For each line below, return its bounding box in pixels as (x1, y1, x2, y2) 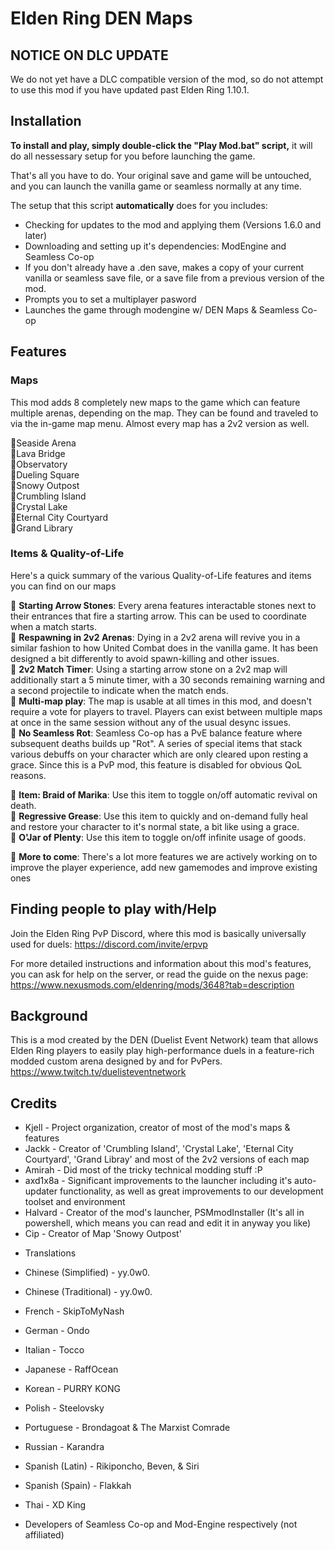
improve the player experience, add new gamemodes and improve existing (10, 861, 318, 873)
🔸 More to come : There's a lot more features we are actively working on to (10, 850, 318, 862)
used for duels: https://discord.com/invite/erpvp (10, 938, 208, 950)
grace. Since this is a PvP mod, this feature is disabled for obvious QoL (10, 758, 303, 771)
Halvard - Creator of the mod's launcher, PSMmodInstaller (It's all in (24, 1207, 305, 1219)
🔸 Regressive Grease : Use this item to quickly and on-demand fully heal (10, 810, 308, 822)
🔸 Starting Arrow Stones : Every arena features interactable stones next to (10, 599, 317, 611)
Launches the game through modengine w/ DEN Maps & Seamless (24, 303, 300, 316)
